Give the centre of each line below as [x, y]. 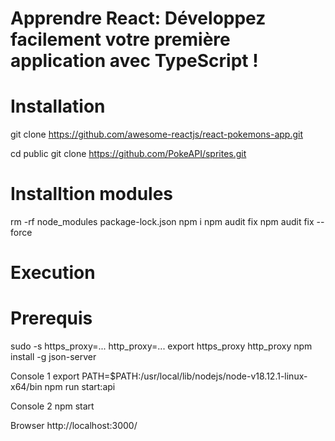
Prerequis [51, 318]
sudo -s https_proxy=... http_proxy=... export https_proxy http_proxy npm [161, 346]
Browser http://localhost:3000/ [74, 426]
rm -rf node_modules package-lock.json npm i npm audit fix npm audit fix [162, 222]
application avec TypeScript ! [134, 61]
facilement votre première [120, 39]
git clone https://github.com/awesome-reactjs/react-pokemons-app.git [157, 134]
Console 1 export [45, 376]
